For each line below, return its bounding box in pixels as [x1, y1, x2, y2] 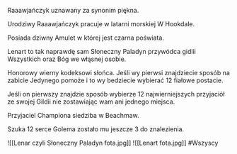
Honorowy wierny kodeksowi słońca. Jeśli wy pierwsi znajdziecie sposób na [7, 69, 230, 77]
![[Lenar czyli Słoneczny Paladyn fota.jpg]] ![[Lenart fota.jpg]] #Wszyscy [7, 138, 219, 147]
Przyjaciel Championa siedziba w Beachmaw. [7, 111, 139, 119]
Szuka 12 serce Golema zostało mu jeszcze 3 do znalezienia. [7, 125, 185, 133]
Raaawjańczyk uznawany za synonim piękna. [7, 6, 139, 14]
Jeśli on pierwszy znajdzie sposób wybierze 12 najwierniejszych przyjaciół [7, 90, 225, 98]
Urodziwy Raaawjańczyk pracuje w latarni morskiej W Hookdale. [7, 20, 195, 28]
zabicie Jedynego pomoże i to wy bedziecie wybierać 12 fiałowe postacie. [7, 76, 224, 84]
